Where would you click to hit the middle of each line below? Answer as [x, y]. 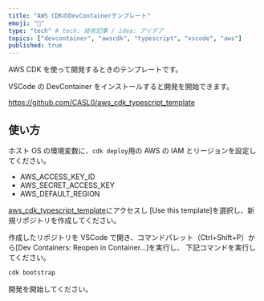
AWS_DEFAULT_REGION [60, 193]
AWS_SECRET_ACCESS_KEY [67, 185]
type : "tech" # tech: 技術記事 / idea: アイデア [86, 31]
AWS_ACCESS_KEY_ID [57, 177]
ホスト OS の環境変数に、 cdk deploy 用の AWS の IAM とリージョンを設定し [132, 150]
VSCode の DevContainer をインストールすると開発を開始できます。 [121, 87]
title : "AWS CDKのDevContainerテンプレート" [79, 16]
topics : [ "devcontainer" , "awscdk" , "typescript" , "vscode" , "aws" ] [125, 38]
